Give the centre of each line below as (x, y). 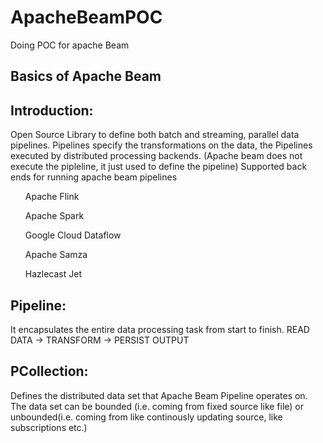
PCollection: (49, 371)
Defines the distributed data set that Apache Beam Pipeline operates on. (159, 395)
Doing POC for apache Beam (70, 45)
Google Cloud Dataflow (73, 235)
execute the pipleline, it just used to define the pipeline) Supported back (159, 167)
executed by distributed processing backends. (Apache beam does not (156, 156)
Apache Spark (54, 216)
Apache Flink (52, 197)
